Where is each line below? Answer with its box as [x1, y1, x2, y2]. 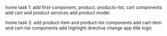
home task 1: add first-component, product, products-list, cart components [5, 5, 162, 10]
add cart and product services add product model [5, 10, 110, 16]
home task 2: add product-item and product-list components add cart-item [5, 20, 162, 25]
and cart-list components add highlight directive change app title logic [5, 25, 152, 31]
